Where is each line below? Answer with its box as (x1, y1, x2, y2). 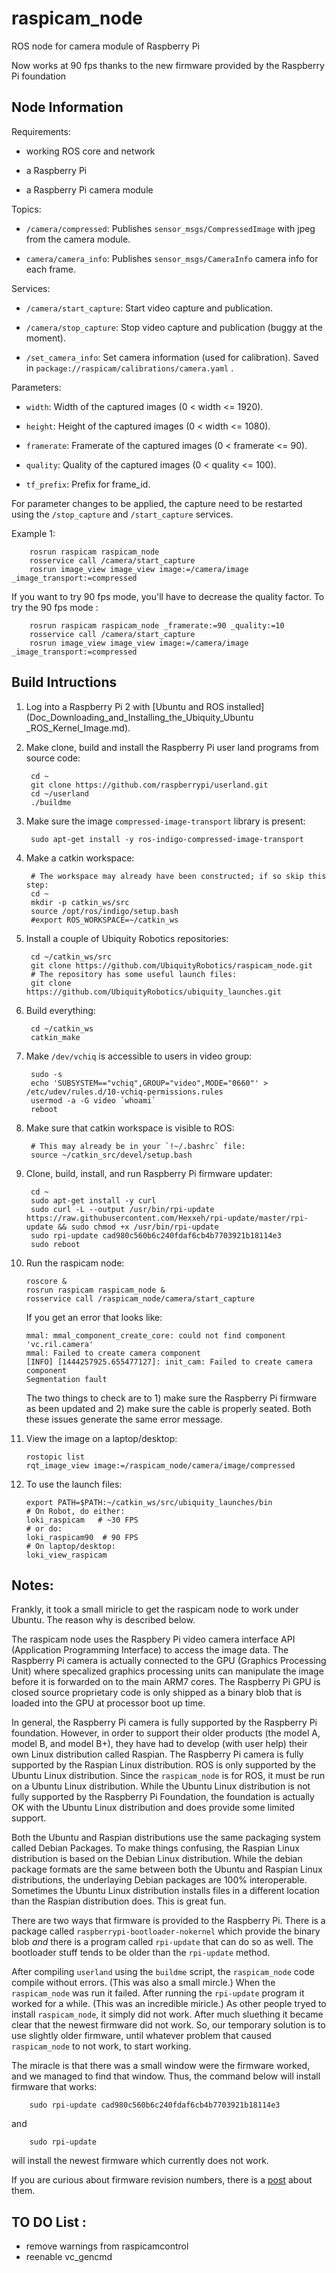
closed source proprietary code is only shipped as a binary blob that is (11, 1687, 303, 1699)
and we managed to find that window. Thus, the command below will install (11, 2070, 321, 2082)
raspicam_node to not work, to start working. (11, 2040, 192, 2052)
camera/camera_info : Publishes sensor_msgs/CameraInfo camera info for (25, 252, 319, 264)
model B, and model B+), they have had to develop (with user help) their (11, 1738, 308, 1750)
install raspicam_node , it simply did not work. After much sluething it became (11, 2008, 324, 2021)
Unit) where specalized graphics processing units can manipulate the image (11, 1665, 324, 1677)
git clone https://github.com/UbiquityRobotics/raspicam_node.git (30, 960, 313, 971)
